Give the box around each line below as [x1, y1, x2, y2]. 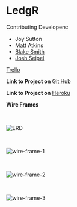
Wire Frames [6, 100, 39, 108]
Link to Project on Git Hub [6, 78, 71, 85]
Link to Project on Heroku [6, 89, 70, 96]
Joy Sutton [14, 35, 42, 42]
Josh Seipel [14, 54, 45, 61]
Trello [6, 66, 20, 73]
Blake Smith [14, 48, 45, 55]
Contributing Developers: [6, 23, 69, 31]
